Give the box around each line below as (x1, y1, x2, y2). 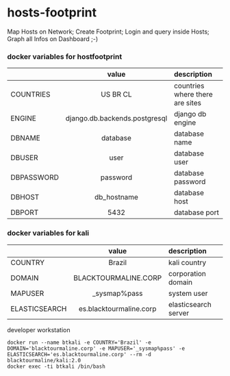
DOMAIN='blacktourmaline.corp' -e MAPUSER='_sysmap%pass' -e (7, 344, 186, 352)
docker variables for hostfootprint (7, 51, 123, 61)
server (168, 308, 190, 318)
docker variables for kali (7, 228, 90, 238)
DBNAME (10, 134, 41, 143)
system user (168, 288, 208, 298)
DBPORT (10, 208, 39, 217)
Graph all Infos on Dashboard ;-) (7, 34, 98, 42)
